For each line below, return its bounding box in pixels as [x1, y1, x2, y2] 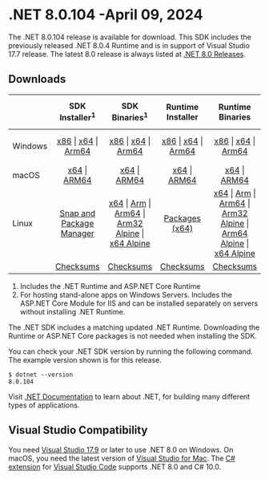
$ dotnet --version [8, 371, 74, 379]
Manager [60, 228, 94, 239]
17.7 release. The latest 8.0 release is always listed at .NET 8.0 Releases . [8, 49, 247, 59]
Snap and [59, 208, 96, 219]
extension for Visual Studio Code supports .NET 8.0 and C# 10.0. [8, 461, 222, 471]
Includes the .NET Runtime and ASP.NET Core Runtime [19, 282, 201, 291]
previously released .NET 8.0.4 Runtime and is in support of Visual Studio [8, 40, 251, 50]
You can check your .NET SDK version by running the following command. [8, 347, 254, 356]
